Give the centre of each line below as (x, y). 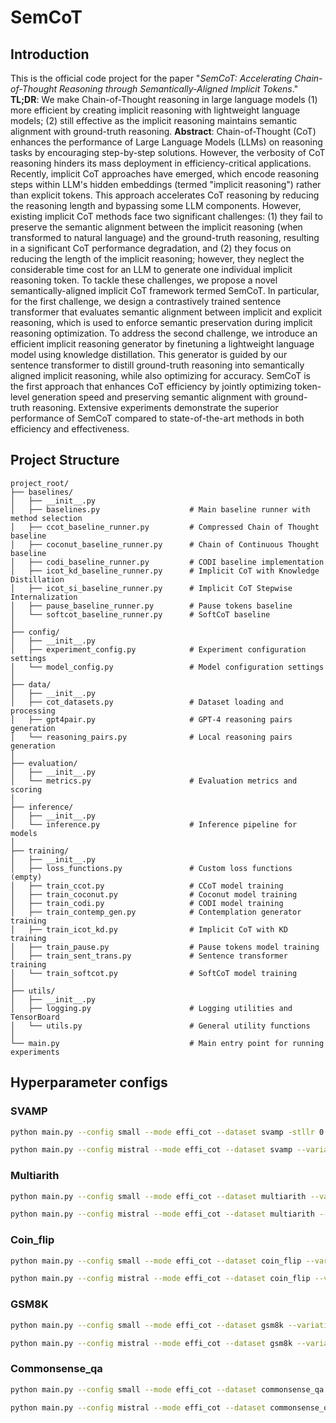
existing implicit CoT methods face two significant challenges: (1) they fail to (166, 216)
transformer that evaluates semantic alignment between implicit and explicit (166, 312)
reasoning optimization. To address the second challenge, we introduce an (164, 333)
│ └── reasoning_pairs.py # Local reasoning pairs (151, 737)
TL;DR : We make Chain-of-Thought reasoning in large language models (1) (164, 99)
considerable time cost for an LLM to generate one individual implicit (151, 269)
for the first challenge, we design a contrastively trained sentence (146, 301)
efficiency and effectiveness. (70, 429)
